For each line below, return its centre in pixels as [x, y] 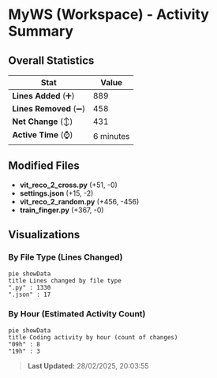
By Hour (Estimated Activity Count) [77, 314]
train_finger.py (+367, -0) [62, 210]
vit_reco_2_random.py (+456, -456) [79, 201]
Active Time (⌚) [43, 135]
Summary [41, 31]
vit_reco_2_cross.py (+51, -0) [69, 185]
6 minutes [111, 136]
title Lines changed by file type [65, 281]
